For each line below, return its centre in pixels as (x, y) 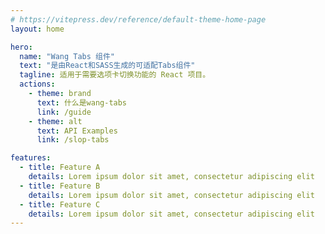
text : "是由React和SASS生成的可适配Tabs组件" (107, 66)
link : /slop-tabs (73, 140)
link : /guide (64, 112)
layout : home (37, 29)
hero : (21, 47)
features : (31, 158)
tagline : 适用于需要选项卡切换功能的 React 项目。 (115, 75)
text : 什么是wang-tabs (82, 102)
